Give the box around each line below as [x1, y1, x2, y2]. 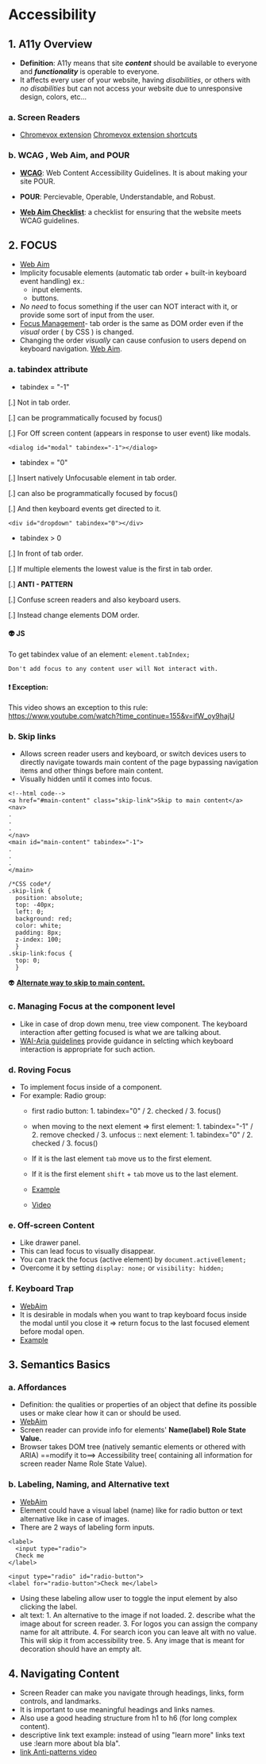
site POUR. [19, 176, 56, 186]
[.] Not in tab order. [8, 397, 71, 407]
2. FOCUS [8, 238, 57, 252]
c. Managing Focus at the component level [8, 1001, 175, 1012]
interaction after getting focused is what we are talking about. [19, 1027, 222, 1037]
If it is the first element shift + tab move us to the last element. [31, 1169, 238, 1178]
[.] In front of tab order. [8, 549, 83, 558]
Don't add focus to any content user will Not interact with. [8, 665, 218, 673]
